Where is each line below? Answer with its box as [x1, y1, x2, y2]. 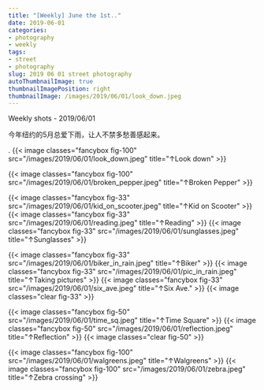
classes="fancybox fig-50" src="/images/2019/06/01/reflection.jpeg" [8, 324, 234, 333]
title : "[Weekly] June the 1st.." [8, 11, 122, 20]
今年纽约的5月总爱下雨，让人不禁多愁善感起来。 [8, 130, 165, 139]
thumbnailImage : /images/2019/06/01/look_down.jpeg [8, 92, 181, 100]
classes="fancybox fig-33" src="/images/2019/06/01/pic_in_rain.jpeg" [8, 267, 237, 277]
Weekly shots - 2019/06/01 [8, 113, 96, 123]
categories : [8, 26, 47, 34]
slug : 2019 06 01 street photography [8, 70, 132, 78]
